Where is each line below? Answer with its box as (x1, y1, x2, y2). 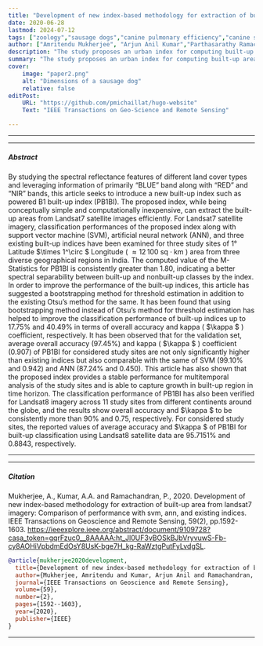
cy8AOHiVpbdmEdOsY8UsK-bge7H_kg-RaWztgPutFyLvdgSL (8, 541, 204, 550)
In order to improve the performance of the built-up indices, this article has (8, 280, 250, 290)
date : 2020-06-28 (8, 19, 65, 27)
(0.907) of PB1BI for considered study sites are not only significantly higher (8, 347, 250, 356)
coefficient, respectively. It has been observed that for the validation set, (8, 330, 243, 340)
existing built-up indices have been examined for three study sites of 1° (8, 239, 237, 248)
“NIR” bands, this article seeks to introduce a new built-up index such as (8, 188, 242, 198)
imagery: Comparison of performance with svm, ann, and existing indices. (8, 508, 247, 517)
